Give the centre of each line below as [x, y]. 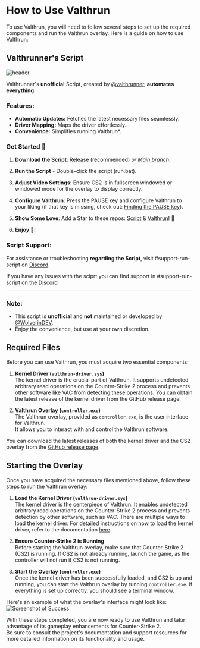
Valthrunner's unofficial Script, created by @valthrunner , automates [90, 84]
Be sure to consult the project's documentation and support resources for [97, 632]
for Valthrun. [30, 423]
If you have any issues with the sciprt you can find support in [81, 276]
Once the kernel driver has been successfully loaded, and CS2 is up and [103, 578]
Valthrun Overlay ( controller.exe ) [58, 410]
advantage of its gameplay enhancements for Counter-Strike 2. [84, 626]
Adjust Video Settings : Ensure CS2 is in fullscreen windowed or [93, 183]
